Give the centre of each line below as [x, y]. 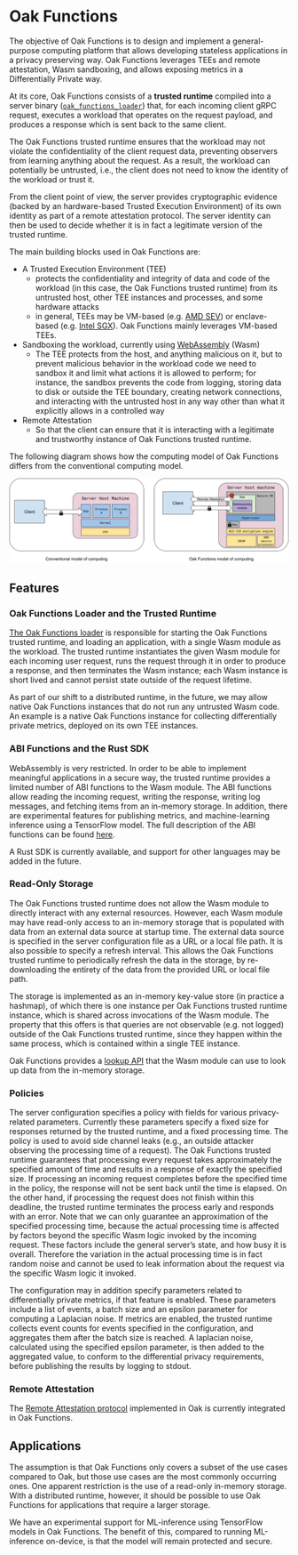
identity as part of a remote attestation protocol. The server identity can [140, 215]
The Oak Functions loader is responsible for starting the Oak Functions [138, 632]
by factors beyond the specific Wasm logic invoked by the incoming [133, 1236]
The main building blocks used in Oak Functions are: [105, 252]
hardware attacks [67, 306]
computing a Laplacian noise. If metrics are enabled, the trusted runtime [141, 1319]
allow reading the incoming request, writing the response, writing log [135, 796]
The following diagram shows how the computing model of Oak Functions [144, 456]
